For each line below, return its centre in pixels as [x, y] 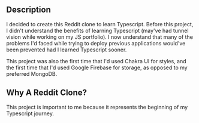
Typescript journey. [30, 113]
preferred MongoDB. [32, 73]
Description [28, 10]
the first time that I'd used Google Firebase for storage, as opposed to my [97, 67]
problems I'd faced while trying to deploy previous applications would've [96, 43]
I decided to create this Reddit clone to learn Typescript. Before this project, [100, 24]
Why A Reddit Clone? [47, 93]
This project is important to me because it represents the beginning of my [97, 107]
